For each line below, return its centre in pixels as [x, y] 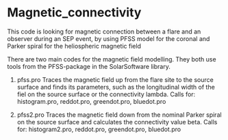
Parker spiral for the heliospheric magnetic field [74, 46]
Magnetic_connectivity [74, 13]
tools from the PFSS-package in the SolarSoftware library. [89, 66]
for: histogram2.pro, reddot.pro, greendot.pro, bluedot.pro [99, 129]
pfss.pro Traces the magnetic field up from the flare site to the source [115, 79]
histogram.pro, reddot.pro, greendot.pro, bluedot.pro [91, 101]
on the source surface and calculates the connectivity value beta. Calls [117, 122]
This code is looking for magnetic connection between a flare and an [104, 31]
